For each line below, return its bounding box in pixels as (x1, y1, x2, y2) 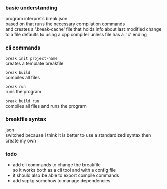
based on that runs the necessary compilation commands (5, 21, 126, 27)
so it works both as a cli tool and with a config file (12, 167, 116, 173)
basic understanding (5, 4, 58, 11)
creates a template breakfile (5, 60, 64, 66)
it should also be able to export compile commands (12, 172, 119, 178)
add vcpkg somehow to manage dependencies (12, 178, 111, 184)
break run (5, 84, 26, 89)
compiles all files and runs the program (5, 103, 87, 109)
